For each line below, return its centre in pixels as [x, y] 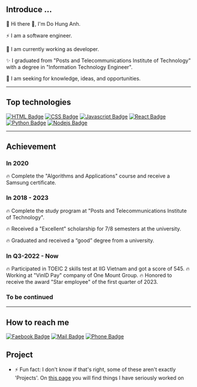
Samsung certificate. [31, 183]
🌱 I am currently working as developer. [53, 49]
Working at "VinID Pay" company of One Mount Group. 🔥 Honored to [89, 275]
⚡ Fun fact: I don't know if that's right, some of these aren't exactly [95, 369]
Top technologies [39, 102]
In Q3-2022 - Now [32, 256]
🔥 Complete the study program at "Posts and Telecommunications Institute [96, 211]
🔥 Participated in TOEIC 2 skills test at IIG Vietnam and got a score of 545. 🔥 [98, 269]
